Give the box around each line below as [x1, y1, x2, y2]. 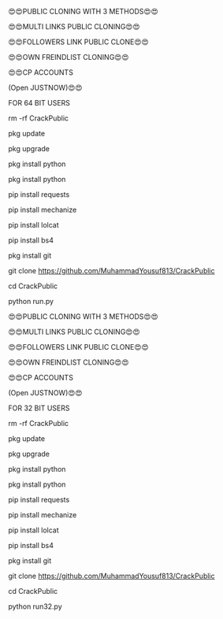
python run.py [8, 297, 54, 306]
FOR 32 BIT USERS [8, 403, 70, 413]
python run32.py [8, 602, 63, 611]
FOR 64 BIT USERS [8, 98, 71, 107]
